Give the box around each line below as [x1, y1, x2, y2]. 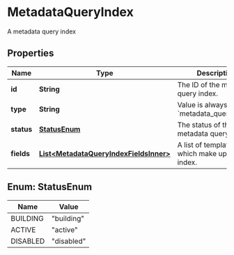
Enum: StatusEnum [7, 181, 93, 193]
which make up [177, 148, 228, 158]
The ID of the [177, 79, 221, 89]
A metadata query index [7, 27, 77, 36]
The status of [177, 120, 221, 130]
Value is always [177, 100, 228, 109]
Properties [7, 47, 54, 59]
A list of [177, 140, 203, 150]
